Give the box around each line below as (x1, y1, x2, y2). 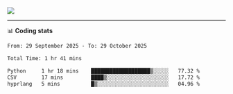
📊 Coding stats (7, 27, 53, 35)
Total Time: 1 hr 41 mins (7, 55, 82, 62)
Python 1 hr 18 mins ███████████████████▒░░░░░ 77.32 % (7, 67, 200, 75)
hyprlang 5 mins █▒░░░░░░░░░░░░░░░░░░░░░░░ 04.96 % (7, 80, 200, 87)
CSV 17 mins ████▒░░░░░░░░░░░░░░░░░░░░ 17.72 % (7, 74, 200, 81)
